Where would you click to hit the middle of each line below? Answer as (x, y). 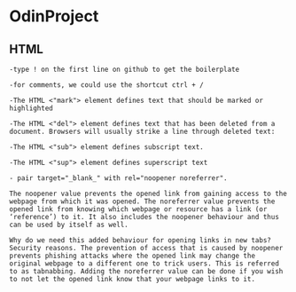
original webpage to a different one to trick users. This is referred (144, 264)
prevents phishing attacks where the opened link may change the (132, 256)
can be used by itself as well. (69, 225)
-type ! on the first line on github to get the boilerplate (125, 69)
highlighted (31, 108)
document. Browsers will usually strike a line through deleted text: (142, 131)
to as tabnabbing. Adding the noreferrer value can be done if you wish (146, 272)
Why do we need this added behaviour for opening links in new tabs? (140, 241)
